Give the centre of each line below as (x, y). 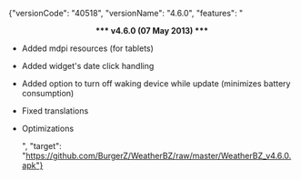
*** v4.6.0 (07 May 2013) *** (152, 30)
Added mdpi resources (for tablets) (87, 48)
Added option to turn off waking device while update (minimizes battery (156, 84)
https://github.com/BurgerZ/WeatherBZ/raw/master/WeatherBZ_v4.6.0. (159, 155)
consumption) (48, 93)
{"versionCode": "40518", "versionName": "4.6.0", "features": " (126, 13)
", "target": (42, 146)
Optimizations (48, 128)
